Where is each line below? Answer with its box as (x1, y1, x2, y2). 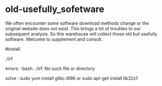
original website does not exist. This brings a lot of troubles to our (5, 25, 141, 31)
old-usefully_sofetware (5, 4, 104, 15)
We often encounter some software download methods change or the (5, 20, 149, 26)
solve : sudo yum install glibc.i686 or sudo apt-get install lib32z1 (5, 75, 138, 81)
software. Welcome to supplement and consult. (5, 36, 103, 42)
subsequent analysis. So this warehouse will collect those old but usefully (5, 31, 157, 37)
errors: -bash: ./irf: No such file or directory (5, 65, 95, 71)
